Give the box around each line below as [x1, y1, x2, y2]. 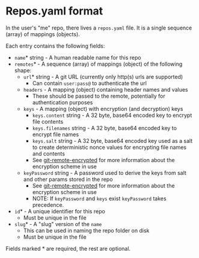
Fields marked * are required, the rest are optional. [5, 245, 130, 252]
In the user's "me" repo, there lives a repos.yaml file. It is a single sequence [5, 24, 192, 31]
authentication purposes [32, 98, 93, 106]
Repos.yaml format [5, 4, 103, 18]
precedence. [32, 201, 64, 209]
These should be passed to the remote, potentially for [32, 92, 166, 99]
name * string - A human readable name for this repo [14, 54, 142, 61]
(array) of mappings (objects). [5, 30, 81, 37]
